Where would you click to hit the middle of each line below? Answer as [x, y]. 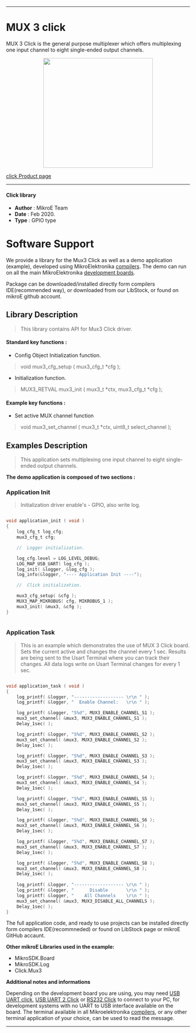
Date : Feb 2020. [35, 214]
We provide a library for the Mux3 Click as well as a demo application [89, 260]
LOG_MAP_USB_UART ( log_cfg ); [53, 564]
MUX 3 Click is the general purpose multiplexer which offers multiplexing [94, 43]
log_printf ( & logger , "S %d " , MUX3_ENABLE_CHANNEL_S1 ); [86, 713]
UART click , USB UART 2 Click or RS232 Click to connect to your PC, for [93, 1000]
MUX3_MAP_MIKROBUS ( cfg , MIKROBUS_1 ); [65, 601]
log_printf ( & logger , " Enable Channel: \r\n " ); [83, 702]
